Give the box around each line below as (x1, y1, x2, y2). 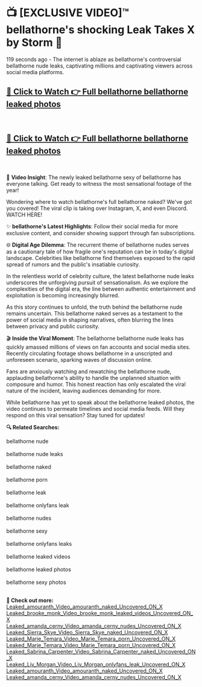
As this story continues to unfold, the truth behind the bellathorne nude (6, 303, 183, 311)
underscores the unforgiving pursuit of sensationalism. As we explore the (6, 279, 189, 286)
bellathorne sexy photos (6, 578, 66, 586)
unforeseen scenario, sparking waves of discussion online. (6, 356, 153, 363)
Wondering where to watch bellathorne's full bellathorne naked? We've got (6, 198, 192, 205)
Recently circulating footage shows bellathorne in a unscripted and (6, 349, 173, 357)
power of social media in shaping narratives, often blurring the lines (6, 316, 174, 323)
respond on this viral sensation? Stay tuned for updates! (6, 411, 145, 419)
